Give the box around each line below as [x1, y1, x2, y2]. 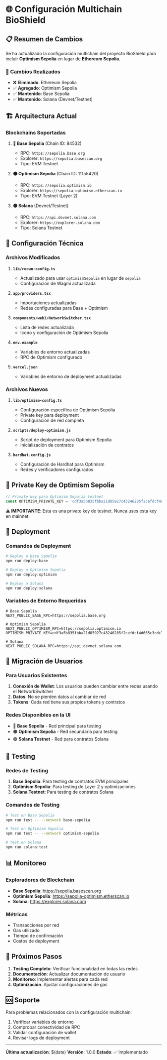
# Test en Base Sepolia [5, 813, 55, 818]
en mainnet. [5, 513, 30, 519]
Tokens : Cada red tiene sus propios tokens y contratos [12, 699, 125, 705]
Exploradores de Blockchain [5, 876, 75, 883]
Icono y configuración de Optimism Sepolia [20, 330, 109, 336]
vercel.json [12, 364, 38, 369]
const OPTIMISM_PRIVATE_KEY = [5, 499, 68, 504]
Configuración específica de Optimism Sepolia [20, 407, 115, 413]
